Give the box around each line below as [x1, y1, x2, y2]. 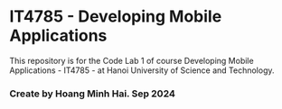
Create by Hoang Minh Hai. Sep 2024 [9, 87, 176, 100]
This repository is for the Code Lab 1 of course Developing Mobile [9, 55, 255, 66]
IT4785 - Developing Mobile [9, 6, 222, 27]
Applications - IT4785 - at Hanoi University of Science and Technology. [9, 65, 275, 76]
